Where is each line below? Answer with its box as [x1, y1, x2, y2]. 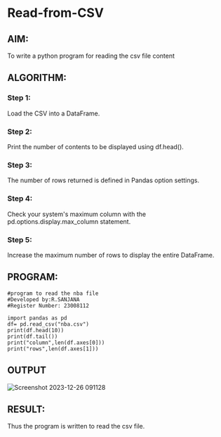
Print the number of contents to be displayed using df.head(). [7, 142, 184, 151]
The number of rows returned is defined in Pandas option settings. [7, 176, 200, 184]
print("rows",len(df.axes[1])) [7, 345, 99, 353]
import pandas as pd [7, 315, 68, 322]
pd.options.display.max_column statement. [7, 217, 131, 226]
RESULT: [7, 403, 46, 415]
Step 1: [7, 93, 31, 103]
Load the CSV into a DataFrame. [7, 109, 100, 118]
